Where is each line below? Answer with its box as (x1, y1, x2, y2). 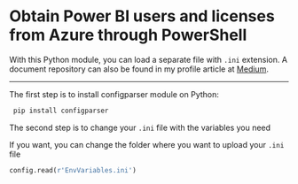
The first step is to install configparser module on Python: (9, 88, 220, 99)
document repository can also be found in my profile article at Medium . (9, 64, 269, 74)
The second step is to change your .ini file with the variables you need (9, 122, 271, 133)
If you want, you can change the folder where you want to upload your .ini (9, 139, 285, 149)
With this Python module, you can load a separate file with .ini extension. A (9, 54, 288, 65)
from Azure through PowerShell (9, 25, 247, 45)
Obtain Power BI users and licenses (9, 6, 275, 27)
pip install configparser (12, 106, 109, 115)
